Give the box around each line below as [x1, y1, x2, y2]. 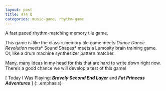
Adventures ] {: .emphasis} [5, 80, 62, 86]
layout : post [5, 7, 33, 12]
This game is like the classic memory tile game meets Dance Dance [5, 40, 145, 46]
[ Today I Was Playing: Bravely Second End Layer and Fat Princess [5, 75, 145, 81]
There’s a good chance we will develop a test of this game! [5, 65, 127, 71]
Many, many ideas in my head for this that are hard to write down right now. [5, 60, 161, 66]
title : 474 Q [5, 12, 33, 17]
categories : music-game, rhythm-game [5, 16, 84, 21]
